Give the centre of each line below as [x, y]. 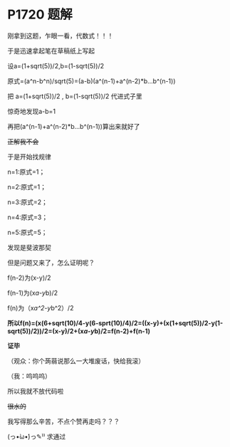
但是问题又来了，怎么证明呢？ [51, 262]
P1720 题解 [40, 15]
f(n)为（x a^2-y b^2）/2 [41, 307]
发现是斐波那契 [29, 247]
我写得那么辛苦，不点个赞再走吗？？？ [63, 421]
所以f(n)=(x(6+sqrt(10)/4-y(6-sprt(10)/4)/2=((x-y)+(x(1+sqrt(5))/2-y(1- [115, 323]
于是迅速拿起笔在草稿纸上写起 [51, 51]
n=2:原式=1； [27, 186]
